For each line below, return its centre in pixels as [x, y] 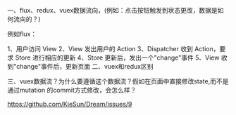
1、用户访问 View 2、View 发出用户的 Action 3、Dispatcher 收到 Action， [113, 49]
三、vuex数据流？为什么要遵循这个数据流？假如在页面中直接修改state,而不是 [118, 81]
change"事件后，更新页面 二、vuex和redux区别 [85, 66]
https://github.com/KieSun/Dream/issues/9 [70, 104]
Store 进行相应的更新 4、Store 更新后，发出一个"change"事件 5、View [117, 57]
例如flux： [22, 34]
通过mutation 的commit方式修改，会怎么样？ [72, 90]
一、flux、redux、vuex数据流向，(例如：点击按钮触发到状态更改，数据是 [112, 10]
